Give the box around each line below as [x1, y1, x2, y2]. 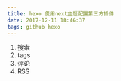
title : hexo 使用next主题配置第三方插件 [7, 10, 115, 17]
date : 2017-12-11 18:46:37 [7, 17, 86, 24]
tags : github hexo [7, 23, 60, 30]
